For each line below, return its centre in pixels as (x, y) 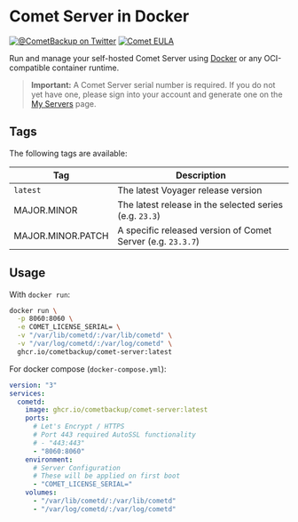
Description (201, 175)
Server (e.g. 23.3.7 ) (159, 241)
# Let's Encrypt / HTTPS (78, 427)
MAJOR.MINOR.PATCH (61, 236)
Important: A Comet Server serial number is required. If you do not (153, 84)
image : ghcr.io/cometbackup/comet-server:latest (117, 410)
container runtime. (86, 68)
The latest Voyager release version (190, 190)
